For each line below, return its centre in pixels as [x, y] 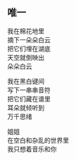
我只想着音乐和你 [32, 149]
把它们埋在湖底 [29, 49]
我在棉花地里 [26, 31]
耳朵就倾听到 [26, 107]
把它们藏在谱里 [29, 99]
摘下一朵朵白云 [29, 39]
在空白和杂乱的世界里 [38, 140]
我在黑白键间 [26, 81]
